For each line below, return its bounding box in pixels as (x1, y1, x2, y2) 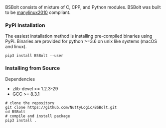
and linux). (5, 44, 27, 50)
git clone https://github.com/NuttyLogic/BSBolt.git (5, 105, 117, 110)
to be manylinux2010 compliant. (5, 9, 71, 15)
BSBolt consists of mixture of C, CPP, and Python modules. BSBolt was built (5, 4, 161, 10)
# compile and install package (5, 114, 70, 119)
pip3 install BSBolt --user (5, 53, 64, 59)
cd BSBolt (5, 109, 26, 114)
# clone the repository (5, 100, 55, 106)
